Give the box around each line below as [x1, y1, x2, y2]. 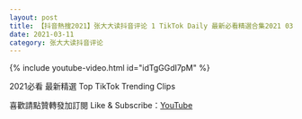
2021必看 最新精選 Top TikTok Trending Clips [9, 81, 176, 92]
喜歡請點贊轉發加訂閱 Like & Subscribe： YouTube [9, 100, 193, 111]
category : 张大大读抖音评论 [9, 38, 103, 47]
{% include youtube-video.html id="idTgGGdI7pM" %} [9, 63, 210, 73]
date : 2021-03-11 [9, 30, 75, 38]
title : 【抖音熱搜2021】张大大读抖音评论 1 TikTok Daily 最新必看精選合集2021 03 [9, 21, 294, 30]
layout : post [9, 13, 58, 22]
